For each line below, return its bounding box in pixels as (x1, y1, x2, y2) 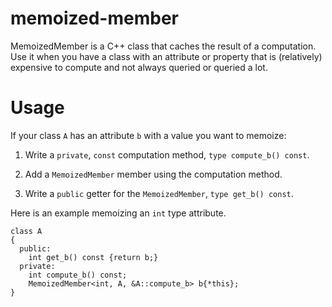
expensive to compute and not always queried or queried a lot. (10, 61, 268, 73)
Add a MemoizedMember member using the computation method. (24, 168, 283, 180)
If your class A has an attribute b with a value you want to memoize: (10, 129, 287, 141)
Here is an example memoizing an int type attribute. (10, 207, 227, 219)
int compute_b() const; (28, 270, 128, 280)
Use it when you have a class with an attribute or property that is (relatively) (10, 50, 323, 62)
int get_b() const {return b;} (28, 252, 159, 262)
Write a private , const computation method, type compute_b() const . (24, 148, 310, 161)
